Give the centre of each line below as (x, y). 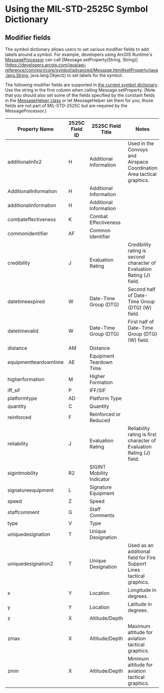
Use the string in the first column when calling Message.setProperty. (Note (80, 90)
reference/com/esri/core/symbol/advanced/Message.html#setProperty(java (82, 70)
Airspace (138, 162)
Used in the (141, 143)
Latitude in (140, 604)
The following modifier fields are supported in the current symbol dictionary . (82, 85)
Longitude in (142, 590)
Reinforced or (105, 414)
